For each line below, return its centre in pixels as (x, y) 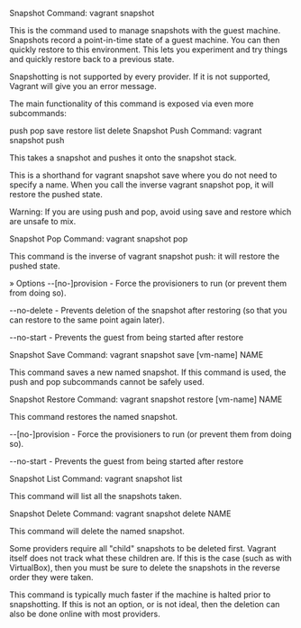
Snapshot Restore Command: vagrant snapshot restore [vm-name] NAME (146, 399)
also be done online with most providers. (85, 614)
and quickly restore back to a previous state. (92, 59)
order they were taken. (51, 577)
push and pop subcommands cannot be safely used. (107, 382)
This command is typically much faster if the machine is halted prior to (140, 595)
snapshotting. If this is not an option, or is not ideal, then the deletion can (145, 604)
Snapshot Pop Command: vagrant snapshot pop (99, 239)
